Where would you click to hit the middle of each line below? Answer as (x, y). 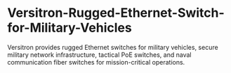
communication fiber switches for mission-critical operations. (96, 62)
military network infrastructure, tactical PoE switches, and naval (99, 55)
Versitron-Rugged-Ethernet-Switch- (116, 13)
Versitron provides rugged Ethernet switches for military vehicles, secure (113, 47)
